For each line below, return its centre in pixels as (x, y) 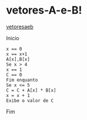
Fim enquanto (22, 80)
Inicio (13, 38)
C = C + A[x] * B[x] (31, 90)
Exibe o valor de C (30, 100)
